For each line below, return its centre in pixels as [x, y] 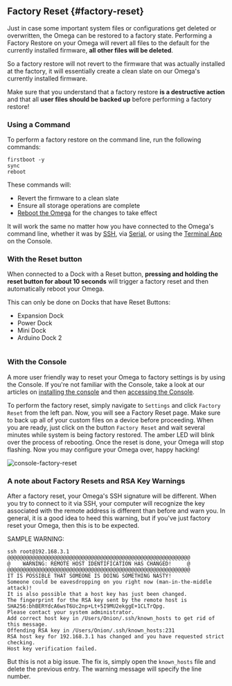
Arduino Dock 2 [39, 338]
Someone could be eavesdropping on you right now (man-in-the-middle [110, 582]
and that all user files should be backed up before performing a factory [109, 99]
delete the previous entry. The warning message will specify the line [105, 669]
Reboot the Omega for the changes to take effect [87, 213]
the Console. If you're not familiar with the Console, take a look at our [106, 384]
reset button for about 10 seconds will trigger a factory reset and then [108, 282]
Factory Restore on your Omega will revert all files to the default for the [108, 43]
